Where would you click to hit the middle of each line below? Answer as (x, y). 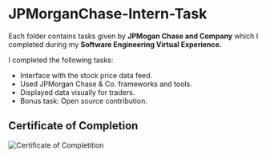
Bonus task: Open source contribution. (84, 101)
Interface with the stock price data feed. (86, 75)
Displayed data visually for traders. (77, 92)
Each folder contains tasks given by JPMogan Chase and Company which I (133, 36)
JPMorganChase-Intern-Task (108, 14)
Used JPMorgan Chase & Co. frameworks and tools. (106, 84)
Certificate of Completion (73, 126)
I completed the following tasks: (61, 60)
